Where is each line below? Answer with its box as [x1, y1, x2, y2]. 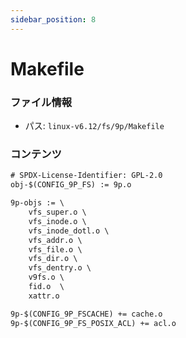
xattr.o [28, 291, 60, 301]
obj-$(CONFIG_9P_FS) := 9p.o [10, 180, 132, 190]
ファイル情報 [10, 95, 73, 109]
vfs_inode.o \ [28, 216, 87, 226]
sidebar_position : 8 [10, 14, 97, 25]
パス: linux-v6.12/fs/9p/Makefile [24, 120, 165, 132]
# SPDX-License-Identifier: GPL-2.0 [10, 171, 163, 181]
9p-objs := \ [10, 198, 65, 208]
